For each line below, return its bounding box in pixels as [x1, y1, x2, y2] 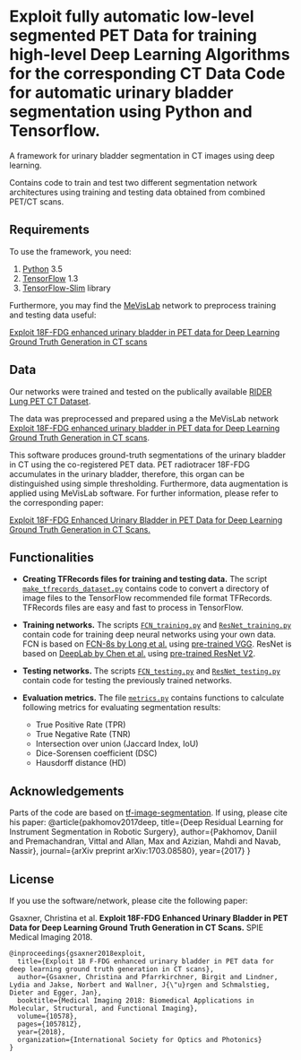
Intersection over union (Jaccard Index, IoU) [35, 738, 199, 750]
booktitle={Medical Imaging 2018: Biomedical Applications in [17, 996, 254, 1005]
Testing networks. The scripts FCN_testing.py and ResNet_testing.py [21, 665, 280, 676]
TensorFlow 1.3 [21, 273, 79, 283]
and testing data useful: [9, 309, 97, 320]
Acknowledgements [9, 783, 125, 799]
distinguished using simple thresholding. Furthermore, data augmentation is [9, 478, 288, 489]
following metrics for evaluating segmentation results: [21, 702, 221, 713]
